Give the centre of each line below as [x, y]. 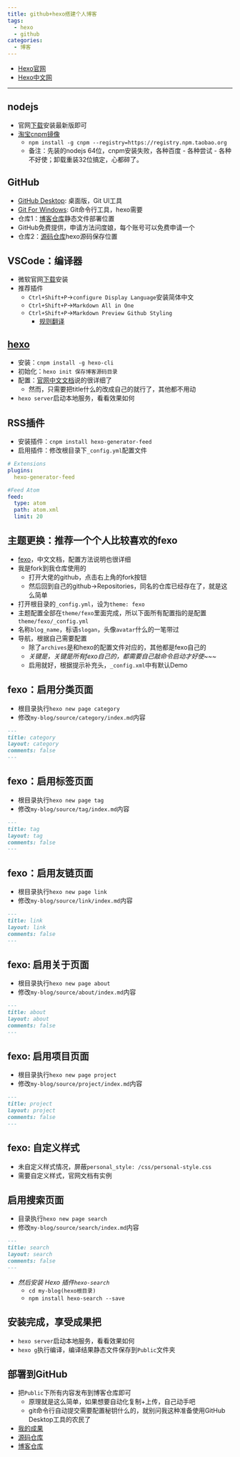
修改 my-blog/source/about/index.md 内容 [77, 992]
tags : [15, 21]
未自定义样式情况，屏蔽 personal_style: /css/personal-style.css [115, 1166]
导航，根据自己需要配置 [52, 638]
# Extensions [27, 464]
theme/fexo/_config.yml [53, 621]
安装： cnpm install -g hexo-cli [66, 362]
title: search [29, 1248]
